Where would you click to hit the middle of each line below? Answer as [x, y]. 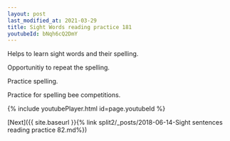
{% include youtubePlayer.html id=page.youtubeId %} [87, 109]
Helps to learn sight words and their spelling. [73, 54]
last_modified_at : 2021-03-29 [52, 21]
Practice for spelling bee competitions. [64, 95]
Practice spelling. [33, 81]
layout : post [27, 14]
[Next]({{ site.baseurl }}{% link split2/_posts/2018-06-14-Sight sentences [115, 123]
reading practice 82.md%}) [47, 130]
